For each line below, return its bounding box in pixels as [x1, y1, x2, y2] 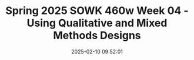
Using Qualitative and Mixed [26, 16, 168, 30]
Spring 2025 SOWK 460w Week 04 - [5, 4, 189, 17]
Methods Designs [53, 29, 141, 42]
